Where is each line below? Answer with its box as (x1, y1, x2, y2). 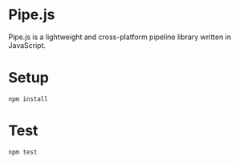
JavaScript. (8, 40, 47, 50)
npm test (8, 148, 38, 156)
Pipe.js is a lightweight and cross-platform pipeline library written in (8, 32, 232, 42)
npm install (8, 94, 48, 103)
